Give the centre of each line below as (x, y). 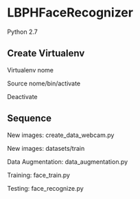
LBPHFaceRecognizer (70, 13)
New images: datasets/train (46, 148)
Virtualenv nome (30, 70)
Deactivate (22, 96)
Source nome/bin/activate (44, 83)
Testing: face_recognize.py (45, 188)
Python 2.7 (22, 32)
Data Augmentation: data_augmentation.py (68, 161)
